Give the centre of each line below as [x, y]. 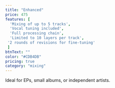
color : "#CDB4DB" [23, 57]
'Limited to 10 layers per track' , [47, 38]
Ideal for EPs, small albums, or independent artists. [58, 80]
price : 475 [17, 15]
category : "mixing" [26, 66]
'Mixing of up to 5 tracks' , [40, 24]
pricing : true [20, 61]
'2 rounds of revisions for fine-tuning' [51, 43]
